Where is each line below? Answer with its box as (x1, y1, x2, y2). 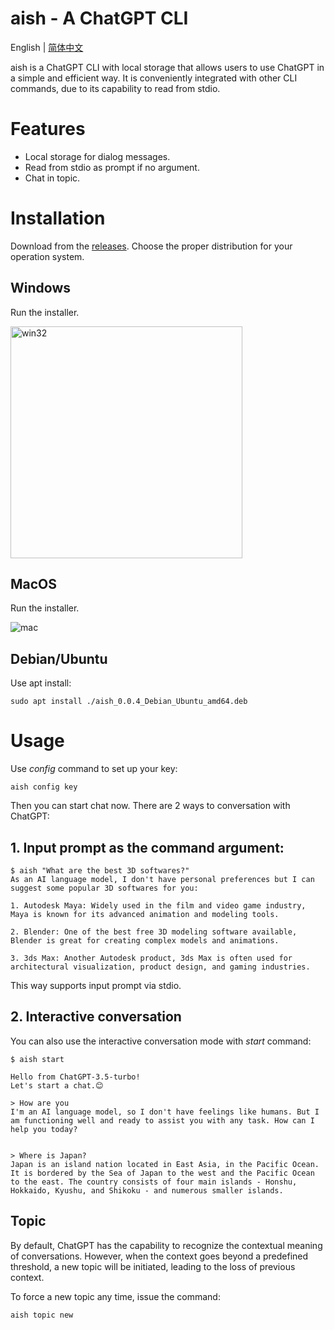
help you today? (10, 1124, 78, 1134)
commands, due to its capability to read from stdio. (10, 82, 221, 94)
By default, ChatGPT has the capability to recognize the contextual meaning (10, 1239, 323, 1251)
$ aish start (10, 1054, 65, 1064)
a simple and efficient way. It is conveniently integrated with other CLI (10, 72, 298, 84)
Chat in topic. (24, 172, 81, 184)
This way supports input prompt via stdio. (10, 980, 182, 991)
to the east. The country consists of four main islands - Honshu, (10, 1177, 298, 1187)
